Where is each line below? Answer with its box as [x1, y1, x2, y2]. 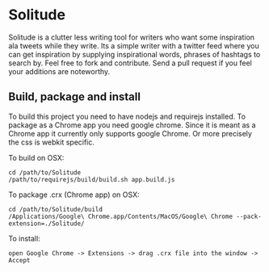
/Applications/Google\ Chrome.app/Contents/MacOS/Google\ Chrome [8, 212, 233, 220]
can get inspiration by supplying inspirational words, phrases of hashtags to [8, 49, 261, 59]
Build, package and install [8, 90, 141, 104]
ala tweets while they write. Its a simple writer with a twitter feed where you [8, 40, 260, 50]
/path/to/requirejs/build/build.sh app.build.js [8, 175, 175, 183]
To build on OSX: [8, 153, 65, 162]
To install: [8, 233, 40, 243]
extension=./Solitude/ [8, 220, 85, 228]
